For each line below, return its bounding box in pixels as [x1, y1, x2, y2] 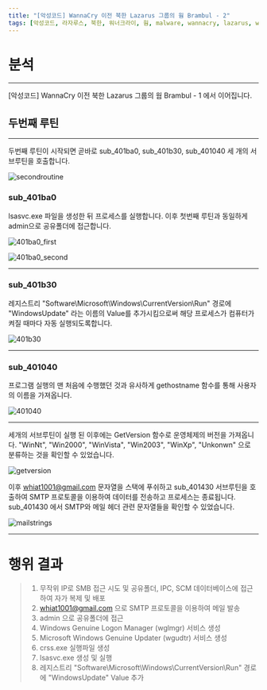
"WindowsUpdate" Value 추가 [48, 673, 145, 683]
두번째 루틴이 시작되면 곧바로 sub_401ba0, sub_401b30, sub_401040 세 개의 [8, 146, 249, 156]
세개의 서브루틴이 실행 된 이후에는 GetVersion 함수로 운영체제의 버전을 [8, 430, 227, 440]
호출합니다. [35, 156, 70, 166]
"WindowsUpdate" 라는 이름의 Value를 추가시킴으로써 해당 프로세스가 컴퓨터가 [8, 308, 255, 318]
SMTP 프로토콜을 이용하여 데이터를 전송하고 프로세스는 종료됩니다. [29, 492, 236, 502]
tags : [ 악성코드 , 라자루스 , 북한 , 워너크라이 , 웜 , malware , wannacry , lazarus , [8, 19, 253, 27]
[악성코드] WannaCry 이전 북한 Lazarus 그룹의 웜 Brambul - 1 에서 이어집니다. [8, 91, 253, 100]
